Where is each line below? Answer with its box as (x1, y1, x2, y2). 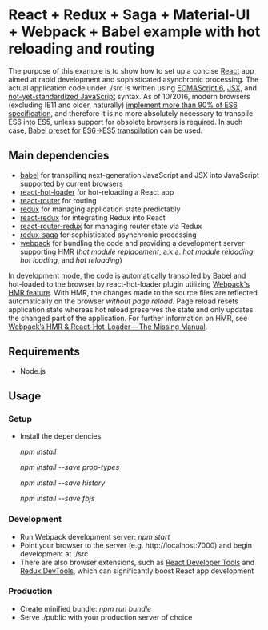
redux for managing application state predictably (19, 204, 181, 214)
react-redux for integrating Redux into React (19, 212, 166, 222)
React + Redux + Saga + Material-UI (8, 6, 250, 24)
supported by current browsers (19, 179, 123, 188)
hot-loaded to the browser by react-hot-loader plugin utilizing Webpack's (8, 279, 250, 289)
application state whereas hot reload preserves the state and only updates (8, 304, 254, 314)
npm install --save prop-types (19, 463, 120, 472)
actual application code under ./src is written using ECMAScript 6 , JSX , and (8, 82, 258, 93)
